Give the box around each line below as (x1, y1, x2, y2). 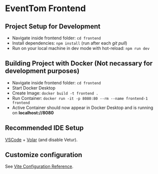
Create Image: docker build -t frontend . (12, 90, 99, 96)
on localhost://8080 (12, 110, 54, 115)
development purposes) (5, 67, 80, 75)
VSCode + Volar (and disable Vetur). (5, 137, 78, 142)
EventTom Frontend (5, 3, 86, 14)
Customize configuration (5, 151, 83, 159)
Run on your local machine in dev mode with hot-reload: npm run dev (12, 46, 150, 51)
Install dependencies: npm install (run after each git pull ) (12, 40, 127, 46)
